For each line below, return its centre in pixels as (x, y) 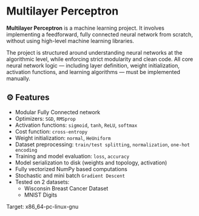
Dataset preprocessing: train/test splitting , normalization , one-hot (102, 144)
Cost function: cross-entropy (51, 131)
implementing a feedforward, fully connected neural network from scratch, (99, 34)
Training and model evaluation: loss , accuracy (72, 156)
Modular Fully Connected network (58, 112)
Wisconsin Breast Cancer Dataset (66, 188)
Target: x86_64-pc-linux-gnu (42, 206)
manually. (18, 78)
